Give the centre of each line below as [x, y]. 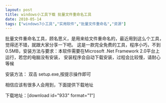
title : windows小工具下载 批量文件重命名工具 [48, 14]
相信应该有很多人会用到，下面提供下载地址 [49, 85]
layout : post [19, 10]
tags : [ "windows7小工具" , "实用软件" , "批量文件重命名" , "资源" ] [66, 24]
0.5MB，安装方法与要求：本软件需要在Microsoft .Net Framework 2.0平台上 [82, 51]
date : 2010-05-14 [23, 19]
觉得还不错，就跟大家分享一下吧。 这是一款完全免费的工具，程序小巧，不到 [83, 45]
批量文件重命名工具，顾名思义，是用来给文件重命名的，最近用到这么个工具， [85, 38]
